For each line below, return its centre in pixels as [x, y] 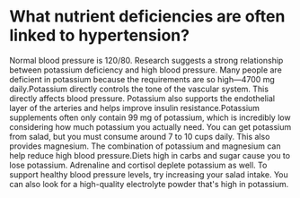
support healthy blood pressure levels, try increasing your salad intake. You [149, 174]
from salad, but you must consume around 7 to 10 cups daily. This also [140, 136]
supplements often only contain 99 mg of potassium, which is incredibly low [150, 117]
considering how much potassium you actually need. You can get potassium [150, 126]
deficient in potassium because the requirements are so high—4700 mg [142, 79]
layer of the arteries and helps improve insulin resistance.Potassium [135, 108]
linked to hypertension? [100, 35]
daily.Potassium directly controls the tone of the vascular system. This [139, 89]
